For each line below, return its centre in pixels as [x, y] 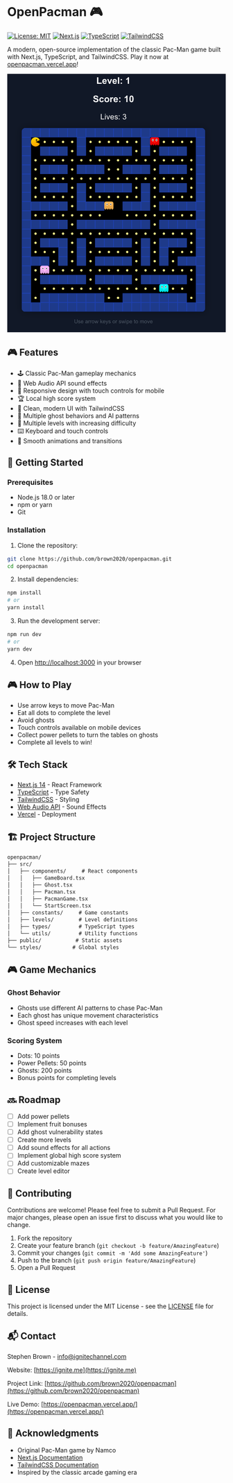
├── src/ [20, 864]
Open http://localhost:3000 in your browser [79, 662]
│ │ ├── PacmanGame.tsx [48, 899]
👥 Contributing [40, 1193]
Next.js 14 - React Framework [59, 785]
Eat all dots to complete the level [64, 712]
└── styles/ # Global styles [63, 948]
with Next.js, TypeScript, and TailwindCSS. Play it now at [88, 57]
